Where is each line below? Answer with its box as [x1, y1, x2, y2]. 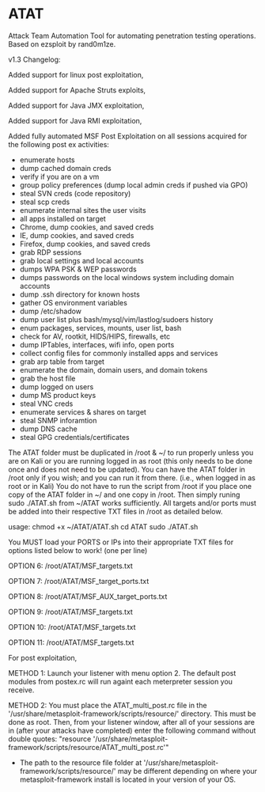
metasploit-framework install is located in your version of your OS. [19, 775, 236, 784]
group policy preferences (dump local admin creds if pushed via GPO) [19, 180, 248, 190]
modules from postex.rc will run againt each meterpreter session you [8, 676, 233, 686]
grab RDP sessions [19, 247, 81, 257]
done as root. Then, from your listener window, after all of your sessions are [8, 717, 256, 726]
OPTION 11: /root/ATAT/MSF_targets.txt [8, 638, 134, 647]
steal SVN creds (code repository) [19, 188, 131, 198]
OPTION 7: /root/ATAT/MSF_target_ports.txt [8, 576, 150, 585]
